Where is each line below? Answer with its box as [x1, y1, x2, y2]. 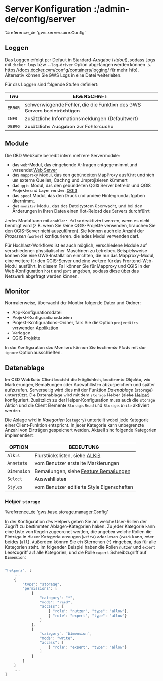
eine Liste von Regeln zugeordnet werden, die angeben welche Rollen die [5, 529, 152, 535]
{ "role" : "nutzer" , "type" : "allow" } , [48, 609, 130, 614]
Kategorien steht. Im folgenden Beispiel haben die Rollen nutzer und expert [5, 544, 156, 550]
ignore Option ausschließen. [5, 350, 62, 356]
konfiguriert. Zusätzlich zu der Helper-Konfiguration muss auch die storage [5, 397, 155, 403]
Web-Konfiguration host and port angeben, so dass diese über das [5, 268, 139, 274]
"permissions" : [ [22, 586, 57, 591]
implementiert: [5, 432, 34, 438]
